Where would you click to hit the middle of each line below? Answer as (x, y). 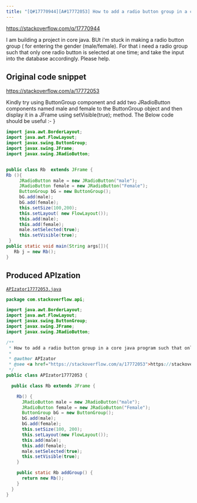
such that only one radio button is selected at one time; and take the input (95, 52)
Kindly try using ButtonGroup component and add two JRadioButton (88, 102)
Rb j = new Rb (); (35, 251)
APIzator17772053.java (34, 289)
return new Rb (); (43, 478)
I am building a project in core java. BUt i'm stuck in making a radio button (95, 39)
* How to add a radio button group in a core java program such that (95, 348)
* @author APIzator (33, 359)
